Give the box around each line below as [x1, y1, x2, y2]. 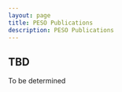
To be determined [8, 76, 66, 86]
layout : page [8, 11, 51, 20]
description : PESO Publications [8, 26, 114, 34]
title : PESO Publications [8, 19, 93, 27]
